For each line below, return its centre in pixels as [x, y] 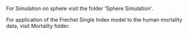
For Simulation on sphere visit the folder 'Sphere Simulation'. [80, 8]
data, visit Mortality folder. [38, 26]
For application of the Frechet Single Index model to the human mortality [94, 20]
